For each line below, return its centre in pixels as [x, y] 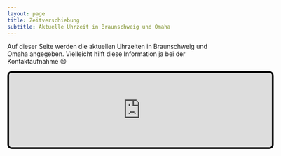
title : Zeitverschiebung [43, 20]
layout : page [26, 14]
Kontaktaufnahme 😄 [37, 62]
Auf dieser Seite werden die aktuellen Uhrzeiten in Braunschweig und [108, 47]
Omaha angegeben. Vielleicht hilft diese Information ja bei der [96, 54]
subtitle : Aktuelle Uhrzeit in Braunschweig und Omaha [89, 27]
